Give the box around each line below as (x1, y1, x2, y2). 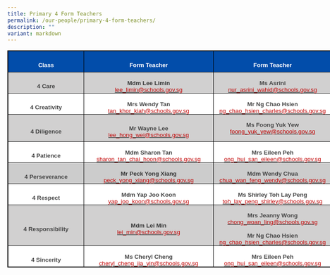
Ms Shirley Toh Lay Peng (238, 191, 308, 198)
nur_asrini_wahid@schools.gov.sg (228, 86, 317, 94)
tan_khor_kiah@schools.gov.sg (108, 107, 190, 115)
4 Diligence (30, 128, 62, 136)
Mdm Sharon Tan (124, 148, 173, 156)
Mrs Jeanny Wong (247, 212, 298, 219)
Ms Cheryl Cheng (124, 252, 173, 260)
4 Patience (31, 152, 61, 160)
